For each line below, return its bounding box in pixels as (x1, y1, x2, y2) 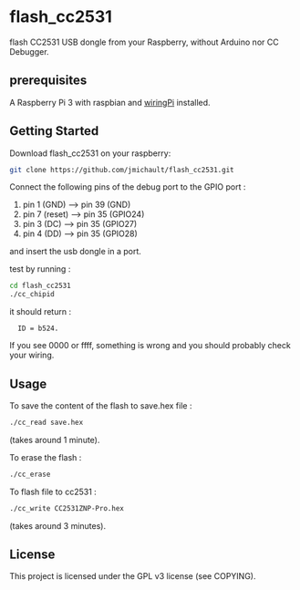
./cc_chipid (9, 290, 55, 299)
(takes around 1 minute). (9, 434, 100, 445)
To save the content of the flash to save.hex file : (9, 400, 192, 411)
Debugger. (9, 46, 49, 57)
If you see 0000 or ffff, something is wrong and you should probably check (9, 340, 292, 351)
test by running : (9, 264, 71, 274)
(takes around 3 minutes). (9, 520, 107, 531)
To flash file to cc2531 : (9, 486, 98, 497)
